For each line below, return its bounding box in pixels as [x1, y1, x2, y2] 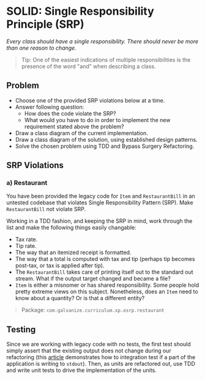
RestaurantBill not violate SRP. [6, 206, 86, 213]
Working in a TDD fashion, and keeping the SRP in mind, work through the [6, 217, 193, 225]
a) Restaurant [6, 179, 48, 187]
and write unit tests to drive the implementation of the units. [6, 366, 157, 374]
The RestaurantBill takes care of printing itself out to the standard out [15, 268, 194, 276]
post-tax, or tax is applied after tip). [15, 262, 105, 269]
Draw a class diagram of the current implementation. [15, 129, 148, 136]
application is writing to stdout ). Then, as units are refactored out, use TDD [6, 360, 196, 368]
